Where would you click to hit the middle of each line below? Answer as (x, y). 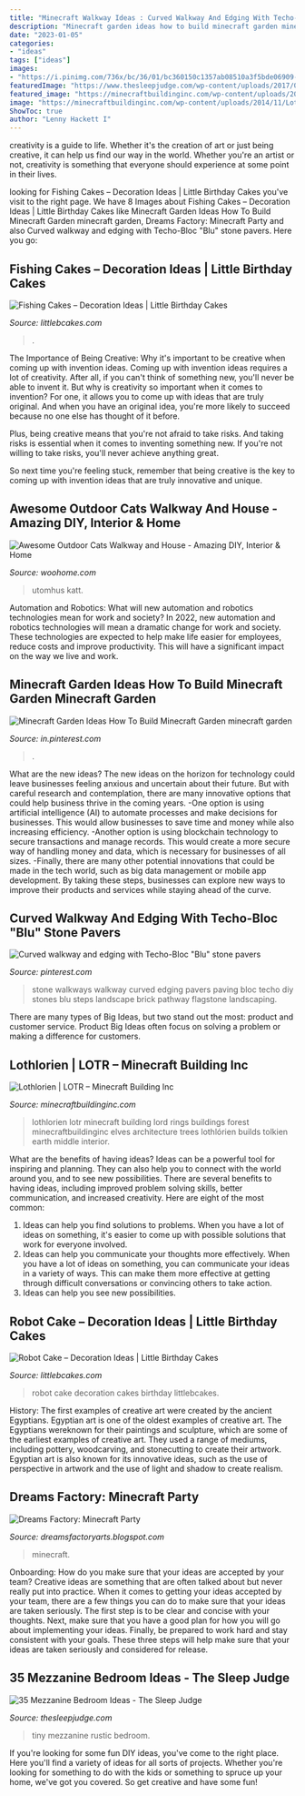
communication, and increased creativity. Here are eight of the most (137, 1198)
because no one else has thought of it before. (94, 416)
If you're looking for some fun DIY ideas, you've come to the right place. (144, 1752)
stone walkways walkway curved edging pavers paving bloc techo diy (162, 989)
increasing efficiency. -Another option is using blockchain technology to (144, 832)
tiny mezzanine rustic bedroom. (91, 1735)
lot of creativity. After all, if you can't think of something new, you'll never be (152, 377)
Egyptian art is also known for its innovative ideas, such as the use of (138, 1459)
